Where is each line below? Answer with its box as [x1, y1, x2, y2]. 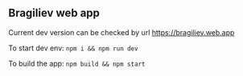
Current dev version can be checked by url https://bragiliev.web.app [8, 27, 235, 37]
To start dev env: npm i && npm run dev [8, 43, 138, 53]
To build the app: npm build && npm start [8, 58, 146, 68]
